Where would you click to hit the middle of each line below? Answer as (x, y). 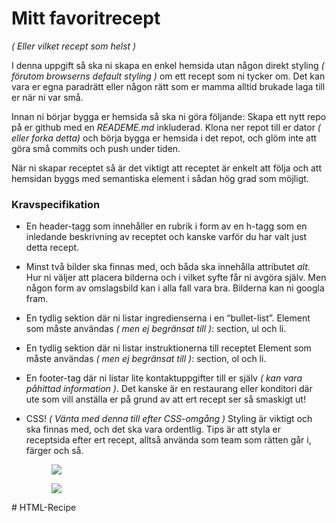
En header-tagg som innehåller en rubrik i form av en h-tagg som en (166, 226)
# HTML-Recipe (44, 508)
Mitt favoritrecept (86, 18)
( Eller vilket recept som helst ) (74, 46)
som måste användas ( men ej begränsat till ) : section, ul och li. (156, 329)
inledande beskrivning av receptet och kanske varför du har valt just (166, 237)
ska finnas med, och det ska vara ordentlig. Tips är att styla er (153, 429)
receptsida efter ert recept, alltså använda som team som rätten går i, (168, 440)
